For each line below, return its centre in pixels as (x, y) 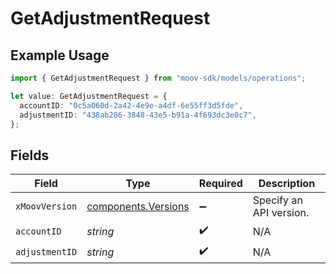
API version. (281, 213)
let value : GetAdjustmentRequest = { (89, 96)
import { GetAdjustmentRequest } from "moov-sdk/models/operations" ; (158, 78)
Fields (30, 155)
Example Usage (60, 55)
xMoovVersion (46, 206)
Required (220, 184)
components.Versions (138, 207)
